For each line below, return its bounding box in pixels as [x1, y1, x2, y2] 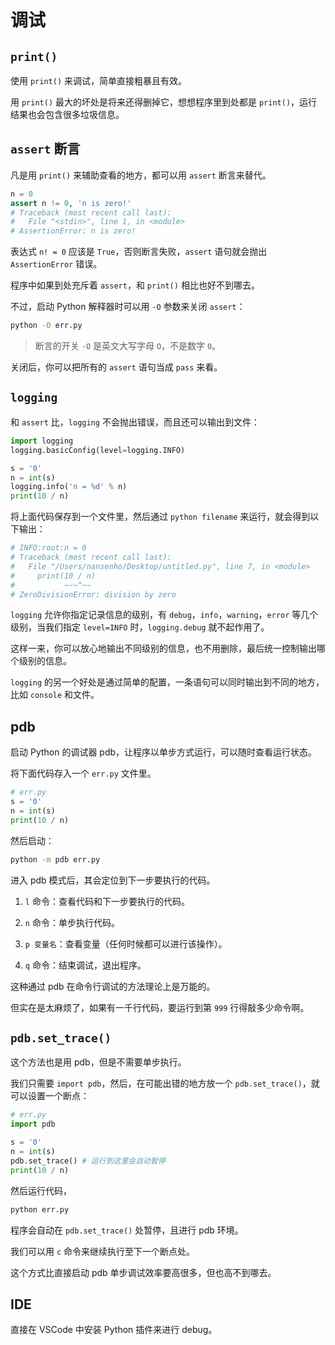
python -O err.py [10, 321, 83, 331]
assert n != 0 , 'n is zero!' [10, 198, 132, 208]
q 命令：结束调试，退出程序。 [24, 959, 147, 971]
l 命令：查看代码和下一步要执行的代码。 [24, 895, 190, 907]
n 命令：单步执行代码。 [24, 916, 120, 928]
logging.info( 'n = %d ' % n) [10, 482, 128, 492]
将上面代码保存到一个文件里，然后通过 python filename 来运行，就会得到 [10, 511, 311, 523]
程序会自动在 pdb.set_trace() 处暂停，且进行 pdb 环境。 [10, 1224, 244, 1236]
